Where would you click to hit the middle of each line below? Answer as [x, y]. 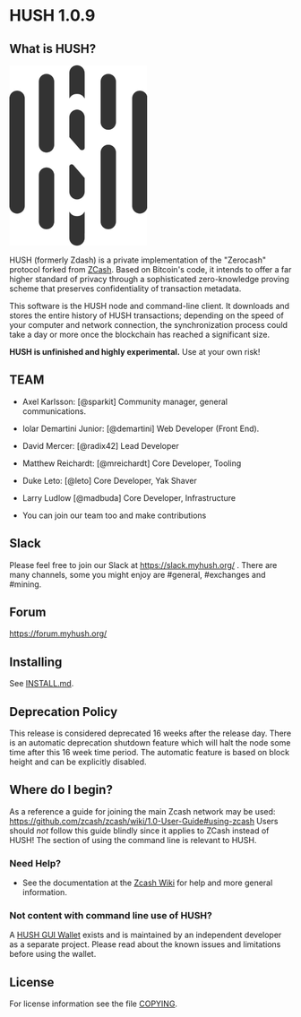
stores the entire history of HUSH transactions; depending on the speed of [146, 315]
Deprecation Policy [64, 712]
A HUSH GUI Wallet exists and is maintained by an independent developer [146, 935]
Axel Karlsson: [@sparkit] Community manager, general [125, 401]
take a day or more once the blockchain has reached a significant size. [140, 334]
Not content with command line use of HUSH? [111, 916]
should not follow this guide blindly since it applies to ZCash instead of [139, 831]
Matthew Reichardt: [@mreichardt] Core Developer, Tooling [132, 463]
